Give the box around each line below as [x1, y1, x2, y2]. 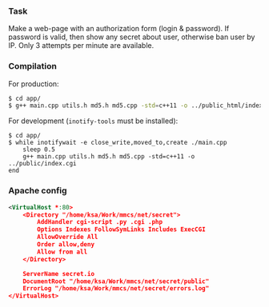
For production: [8, 78, 59, 89]
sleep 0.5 [22, 146, 56, 153]
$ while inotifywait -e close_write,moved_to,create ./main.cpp [8, 138, 227, 147]
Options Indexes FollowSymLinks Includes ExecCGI [37, 225, 206, 233]
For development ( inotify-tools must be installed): [8, 116, 179, 126]
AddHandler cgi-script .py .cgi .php [37, 218, 163, 226]
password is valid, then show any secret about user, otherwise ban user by [8, 32, 255, 42]
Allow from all [37, 248, 88, 256]
